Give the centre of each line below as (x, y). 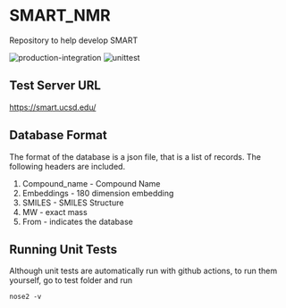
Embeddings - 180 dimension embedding (98, 193)
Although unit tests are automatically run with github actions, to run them (143, 271)
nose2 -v (25, 297)
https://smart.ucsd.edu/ (53, 107)
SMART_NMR (60, 16)
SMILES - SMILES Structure (73, 203)
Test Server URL (55, 86)
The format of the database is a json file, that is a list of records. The (135, 156)
